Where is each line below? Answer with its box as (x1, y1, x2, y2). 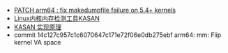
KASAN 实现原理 (13, 23, 61, 31)
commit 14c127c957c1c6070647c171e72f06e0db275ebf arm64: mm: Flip (13, 31, 222, 39)
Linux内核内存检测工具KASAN (13, 14, 100, 22)
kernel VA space (13, 38, 61, 46)
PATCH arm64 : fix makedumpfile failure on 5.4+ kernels (13, 6, 176, 14)
